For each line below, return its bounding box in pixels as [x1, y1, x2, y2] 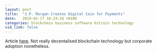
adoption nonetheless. [5, 43, 50, 49]
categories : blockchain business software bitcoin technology [5, 20, 134, 26]
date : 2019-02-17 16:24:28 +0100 [5, 16, 77, 21]
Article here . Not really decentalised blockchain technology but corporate [5, 38, 152, 44]
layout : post [5, 7, 32, 12]
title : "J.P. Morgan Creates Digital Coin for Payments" [5, 12, 125, 16]
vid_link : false [5, 25, 38, 30]
